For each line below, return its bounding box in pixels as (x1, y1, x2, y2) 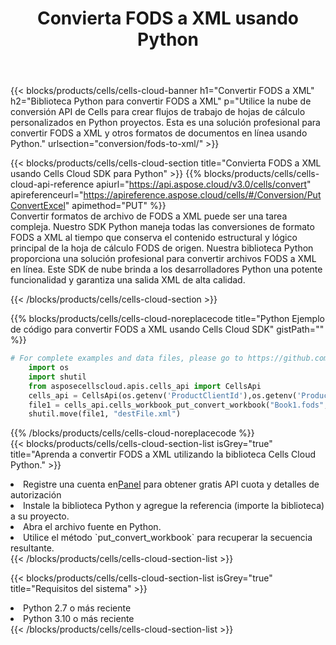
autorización (10, 489, 62, 501)
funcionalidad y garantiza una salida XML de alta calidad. (10, 274, 246, 286)
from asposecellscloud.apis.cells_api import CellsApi (28, 381, 262, 391)
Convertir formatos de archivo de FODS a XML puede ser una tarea (10, 210, 288, 222)
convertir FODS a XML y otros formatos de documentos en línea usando (10, 127, 308, 139)
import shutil (28, 372, 87, 382)
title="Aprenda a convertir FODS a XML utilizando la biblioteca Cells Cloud (10, 448, 316, 461)
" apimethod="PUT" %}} (64, 200, 167, 212)
